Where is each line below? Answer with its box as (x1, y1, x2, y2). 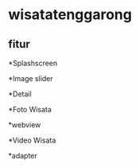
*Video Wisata (8, 135, 56, 145)
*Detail (8, 89, 32, 99)
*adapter (8, 151, 37, 160)
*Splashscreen (8, 58, 58, 68)
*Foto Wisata (8, 105, 52, 114)
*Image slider (8, 74, 53, 83)
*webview (8, 120, 41, 129)
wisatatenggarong (8, 6, 133, 24)
